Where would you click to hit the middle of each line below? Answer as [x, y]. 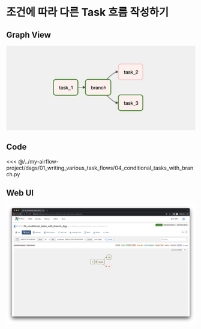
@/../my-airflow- [38, 161]
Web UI [20, 193]
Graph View [28, 34]
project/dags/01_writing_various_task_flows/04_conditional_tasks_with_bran [100, 168]
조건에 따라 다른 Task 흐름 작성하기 [88, 12]
